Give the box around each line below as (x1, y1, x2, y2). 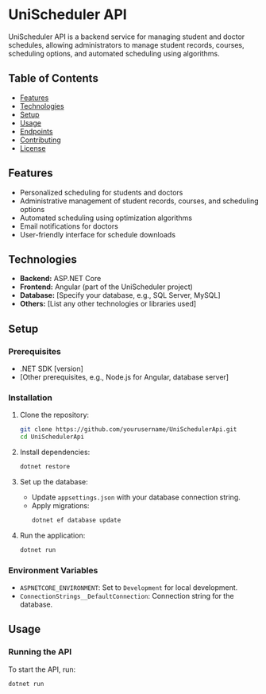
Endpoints (19, 126, 53, 136)
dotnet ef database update (31, 516, 121, 524)
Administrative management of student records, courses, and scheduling (19, 196, 259, 206)
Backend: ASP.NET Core (19, 274, 102, 283)
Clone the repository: (19, 411, 90, 420)
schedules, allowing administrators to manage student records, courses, (8, 40, 245, 49)
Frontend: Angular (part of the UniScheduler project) (19, 282, 193, 291)
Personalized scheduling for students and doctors (19, 187, 183, 197)
